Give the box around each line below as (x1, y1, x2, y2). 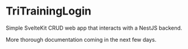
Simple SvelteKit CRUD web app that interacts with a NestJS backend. (5, 24, 183, 31)
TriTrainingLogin (5, 4, 92, 18)
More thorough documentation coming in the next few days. (5, 36, 157, 43)
